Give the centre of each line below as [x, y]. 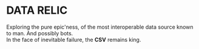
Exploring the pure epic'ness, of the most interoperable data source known [100, 27]
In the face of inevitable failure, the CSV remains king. [74, 39]
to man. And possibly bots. [40, 33]
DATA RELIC [37, 10]
